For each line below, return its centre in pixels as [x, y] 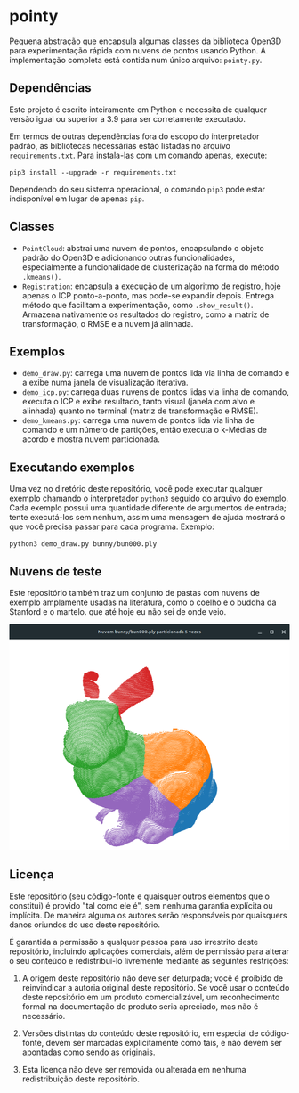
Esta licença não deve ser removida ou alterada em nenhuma [134, 1069]
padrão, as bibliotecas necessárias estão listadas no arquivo [120, 145]
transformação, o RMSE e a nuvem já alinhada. [108, 323]
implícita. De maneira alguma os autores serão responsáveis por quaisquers [148, 915]
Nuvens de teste [56, 571]
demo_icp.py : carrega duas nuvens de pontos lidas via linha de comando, [155, 392]
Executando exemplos [72, 467]
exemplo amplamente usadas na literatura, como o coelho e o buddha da [143, 602]
